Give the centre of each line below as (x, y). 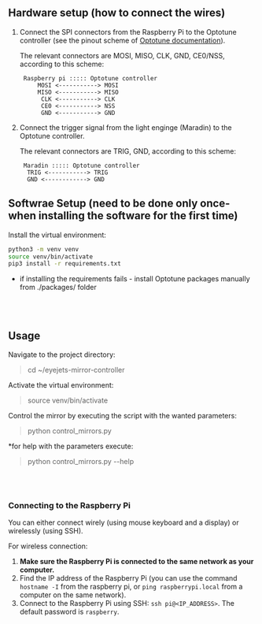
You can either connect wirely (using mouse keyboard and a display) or (124, 522)
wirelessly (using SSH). (46, 531)
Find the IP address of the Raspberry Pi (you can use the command (128, 578)
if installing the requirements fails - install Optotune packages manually (135, 279)
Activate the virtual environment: (61, 385)
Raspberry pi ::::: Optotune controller (90, 78)
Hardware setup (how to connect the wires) (117, 13)
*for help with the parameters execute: (71, 446)
